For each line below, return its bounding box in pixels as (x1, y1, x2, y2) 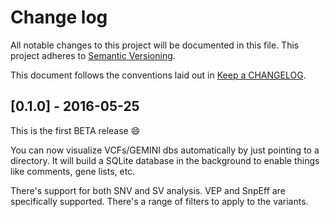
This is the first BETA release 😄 (10, 124, 141, 136)
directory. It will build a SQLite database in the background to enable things (10, 154, 320, 166)
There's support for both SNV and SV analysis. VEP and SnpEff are (10, 184, 286, 196)
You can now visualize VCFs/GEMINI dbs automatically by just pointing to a (10, 144, 320, 156)
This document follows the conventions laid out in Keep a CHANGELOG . (10, 69, 307, 81)
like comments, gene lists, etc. (10, 165, 136, 177)
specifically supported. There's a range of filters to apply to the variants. (10, 195, 309, 207)
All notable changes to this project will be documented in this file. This (10, 39, 300, 51)
